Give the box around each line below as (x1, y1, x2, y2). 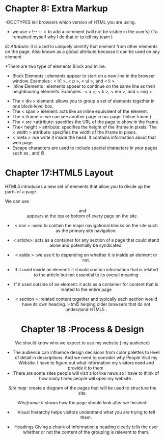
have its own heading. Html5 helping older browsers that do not (22, 301, 151, 307)
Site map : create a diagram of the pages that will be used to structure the (8, 385, 157, 390)
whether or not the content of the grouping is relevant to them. (23, 429, 150, 435)
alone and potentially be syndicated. (49, 242, 123, 248)
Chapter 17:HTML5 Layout (5, 167, 113, 179)
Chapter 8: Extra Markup (5, 3, 108, 14)
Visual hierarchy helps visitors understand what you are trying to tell (17, 409, 155, 415)
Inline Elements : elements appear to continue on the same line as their (12, 83, 156, 89)
